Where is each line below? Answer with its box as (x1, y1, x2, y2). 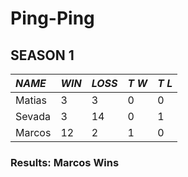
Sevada (15, 110, 51, 123)
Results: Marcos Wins (10, 155, 120, 169)
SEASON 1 (10, 47, 75, 64)
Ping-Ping (10, 7, 95, 30)
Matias (15, 93, 47, 107)
